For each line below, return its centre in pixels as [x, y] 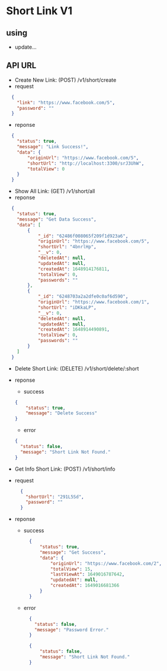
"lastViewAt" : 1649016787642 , [87, 574]
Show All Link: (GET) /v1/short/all [55, 191]
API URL [21, 65]
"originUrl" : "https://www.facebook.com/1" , [94, 302]
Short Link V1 [39, 11]
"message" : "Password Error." [72, 630]
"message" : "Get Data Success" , [57, 219]
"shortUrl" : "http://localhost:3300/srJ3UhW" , [86, 163]
